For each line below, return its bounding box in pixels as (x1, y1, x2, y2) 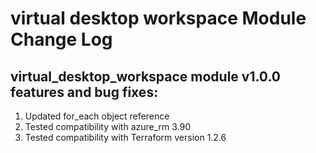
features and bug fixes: (10, 83, 159, 101)
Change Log (10, 28, 113, 51)
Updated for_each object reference (24, 110, 170, 122)
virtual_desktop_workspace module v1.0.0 (10, 68, 281, 85)
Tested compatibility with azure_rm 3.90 (24, 121, 192, 132)
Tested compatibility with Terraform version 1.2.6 (24, 132, 227, 143)
